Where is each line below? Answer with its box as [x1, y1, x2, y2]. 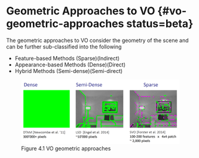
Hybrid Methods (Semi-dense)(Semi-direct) [14, 67, 123, 74]
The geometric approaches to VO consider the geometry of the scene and [6, 37, 189, 44]
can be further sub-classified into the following [6, 43, 122, 50]
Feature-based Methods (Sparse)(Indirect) [14, 54, 120, 62]
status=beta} [126, 17, 194, 31]
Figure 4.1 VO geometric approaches [21, 145, 111, 152]
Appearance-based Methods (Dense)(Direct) [14, 61, 125, 68]
